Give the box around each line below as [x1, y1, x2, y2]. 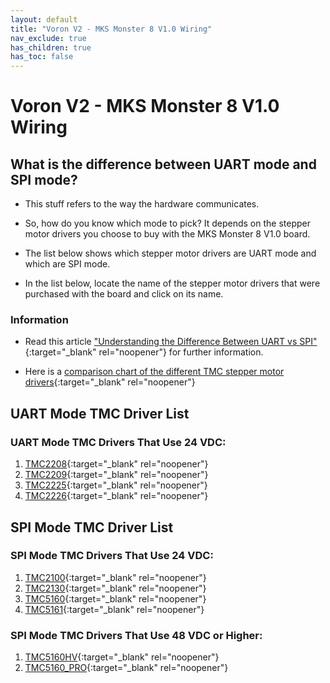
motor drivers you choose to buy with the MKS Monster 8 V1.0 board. [24, 228, 311, 240]
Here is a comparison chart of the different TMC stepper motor [24, 366, 285, 378]
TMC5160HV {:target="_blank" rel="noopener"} [24, 651, 220, 663]
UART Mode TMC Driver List [10, 405, 190, 422]
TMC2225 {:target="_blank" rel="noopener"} [24, 479, 208, 491]
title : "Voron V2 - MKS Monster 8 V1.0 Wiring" [10, 24, 213, 34]
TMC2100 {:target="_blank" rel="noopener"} [24, 571, 207, 583]
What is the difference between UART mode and [10, 156, 317, 173]
